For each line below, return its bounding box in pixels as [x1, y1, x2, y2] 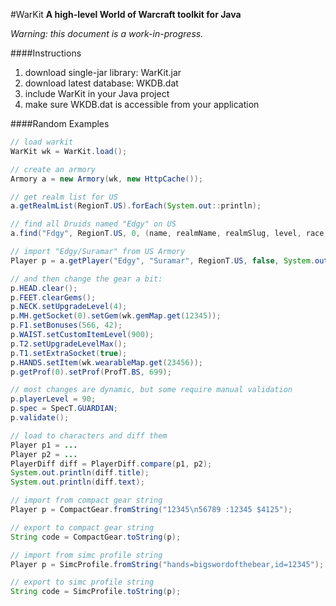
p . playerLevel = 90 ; [10, 394, 97, 404]
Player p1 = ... [10, 440, 78, 450]
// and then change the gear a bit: [10, 274, 163, 284]
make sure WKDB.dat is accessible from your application [24, 99, 260, 110]
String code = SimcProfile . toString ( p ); [10, 587, 182, 597]
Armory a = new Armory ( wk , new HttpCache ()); [10, 174, 203, 184]
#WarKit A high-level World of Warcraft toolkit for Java [10, 9, 242, 20]
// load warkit [10, 137, 74, 147]
